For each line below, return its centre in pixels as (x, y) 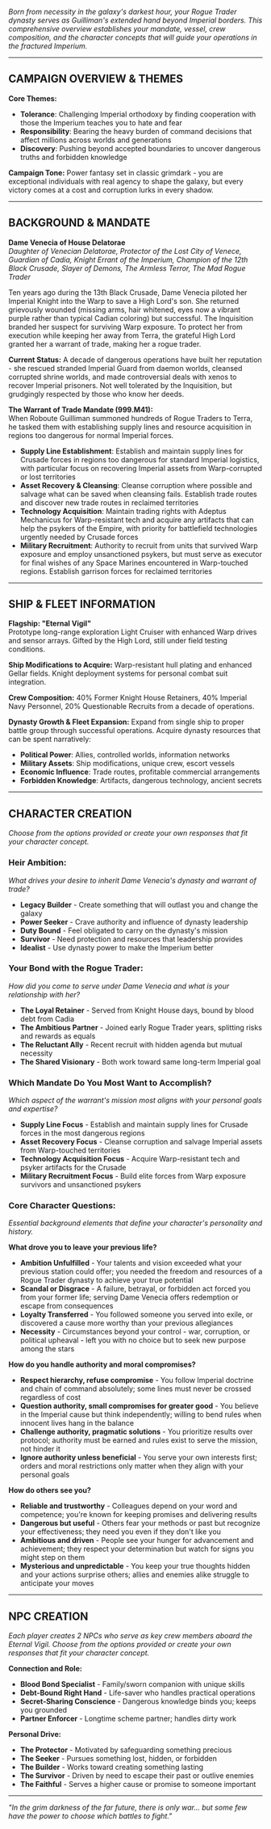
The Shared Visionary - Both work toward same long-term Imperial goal (140, 1061)
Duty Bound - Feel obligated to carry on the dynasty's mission (124, 930)
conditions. (27, 649)
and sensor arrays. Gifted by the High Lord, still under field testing (118, 641)
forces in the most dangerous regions (82, 1133)
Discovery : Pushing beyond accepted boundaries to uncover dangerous (140, 148)
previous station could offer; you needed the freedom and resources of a (141, 1271)
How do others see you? (50, 1490)
